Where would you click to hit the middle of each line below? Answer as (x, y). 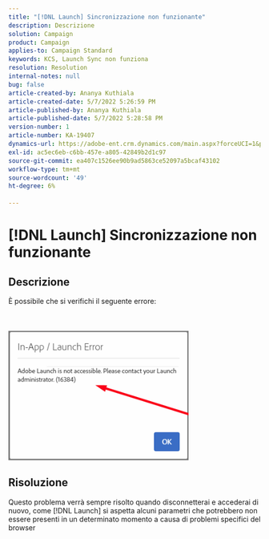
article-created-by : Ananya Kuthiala (71, 93)
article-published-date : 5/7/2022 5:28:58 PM (85, 119)
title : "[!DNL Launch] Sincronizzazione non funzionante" (107, 17)
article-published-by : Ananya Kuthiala (75, 110)
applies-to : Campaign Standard (60, 51)
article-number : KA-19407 (51, 136)
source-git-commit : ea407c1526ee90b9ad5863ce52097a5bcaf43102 (114, 160)
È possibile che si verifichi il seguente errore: (82, 301)
